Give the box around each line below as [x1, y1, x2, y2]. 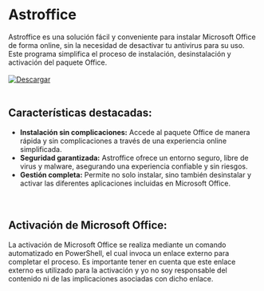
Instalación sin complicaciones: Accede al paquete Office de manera [19, 127, 250, 137]
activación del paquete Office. [8, 58, 108, 67]
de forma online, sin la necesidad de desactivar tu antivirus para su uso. [8, 40, 245, 50]
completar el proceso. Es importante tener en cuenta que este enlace [8, 257, 236, 266]
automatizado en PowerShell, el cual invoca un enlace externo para [8, 248, 230, 257]
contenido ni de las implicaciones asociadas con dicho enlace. [8, 273, 214, 283]
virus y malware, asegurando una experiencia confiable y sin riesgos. [19, 161, 249, 171]
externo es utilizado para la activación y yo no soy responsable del [8, 265, 227, 275]
